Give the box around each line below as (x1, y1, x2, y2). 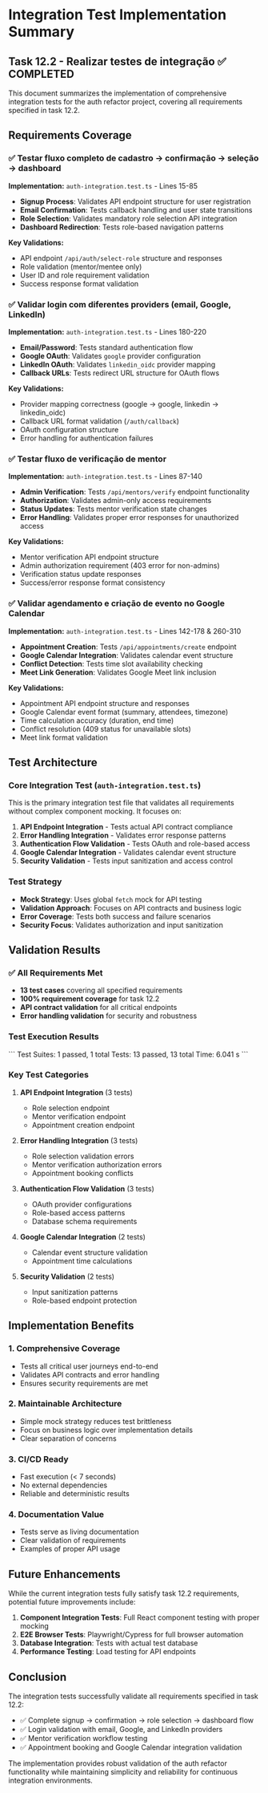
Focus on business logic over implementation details (19, 1425, 194, 1434)
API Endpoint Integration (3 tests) (19, 1087, 134, 1097)
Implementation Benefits (8, 1319, 134, 1333)
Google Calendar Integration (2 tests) (19, 1231, 146, 1241)
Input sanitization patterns (31, 1287, 118, 1296)
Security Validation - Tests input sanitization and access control (19, 856, 234, 866)
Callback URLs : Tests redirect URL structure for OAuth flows (19, 367, 220, 378)
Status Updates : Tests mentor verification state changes (19, 504, 208, 514)
